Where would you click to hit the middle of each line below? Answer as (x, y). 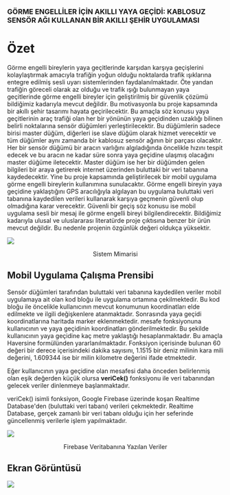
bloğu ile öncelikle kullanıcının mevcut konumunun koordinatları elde (104, 306)
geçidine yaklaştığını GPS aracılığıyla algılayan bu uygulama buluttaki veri (111, 191)
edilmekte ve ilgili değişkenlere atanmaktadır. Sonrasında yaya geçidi (104, 314)
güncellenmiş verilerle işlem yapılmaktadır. (67, 420)
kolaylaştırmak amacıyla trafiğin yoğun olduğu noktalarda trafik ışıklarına (109, 75)
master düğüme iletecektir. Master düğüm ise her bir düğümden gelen (106, 162)
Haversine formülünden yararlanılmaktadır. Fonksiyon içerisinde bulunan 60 (114, 343)
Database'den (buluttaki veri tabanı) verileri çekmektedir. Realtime (101, 406)
